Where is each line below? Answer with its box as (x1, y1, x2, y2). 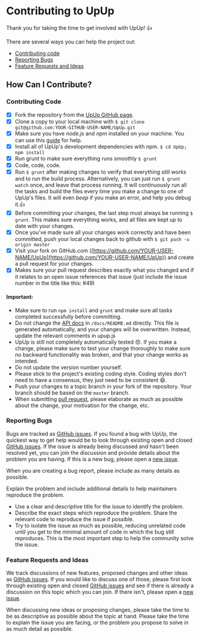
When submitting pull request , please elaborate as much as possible (14, 395, 183, 402)
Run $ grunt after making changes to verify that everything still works (14, 168, 187, 175)
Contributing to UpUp (6, 4, 115, 18)
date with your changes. (14, 223, 75, 230)
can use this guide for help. (14, 136, 82, 144)
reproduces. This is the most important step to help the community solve (14, 534, 194, 541)
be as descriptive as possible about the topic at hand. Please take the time (6, 613, 189, 620)
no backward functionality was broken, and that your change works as (14, 351, 189, 358)
